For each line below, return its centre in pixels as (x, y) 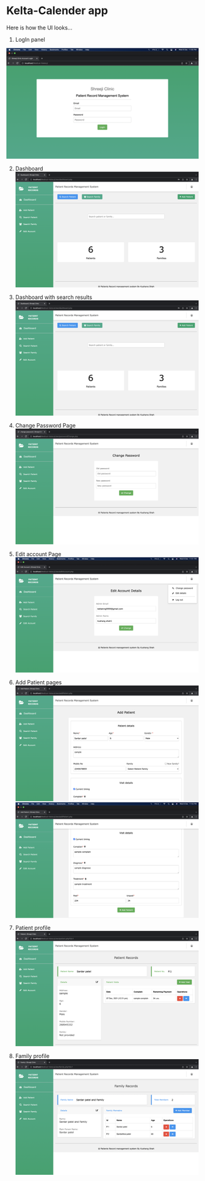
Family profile (32, 1056)
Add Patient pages (38, 682)
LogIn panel (30, 39)
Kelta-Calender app (57, 11)
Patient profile (33, 927)
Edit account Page (38, 554)
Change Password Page (45, 426)
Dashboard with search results (54, 297)
